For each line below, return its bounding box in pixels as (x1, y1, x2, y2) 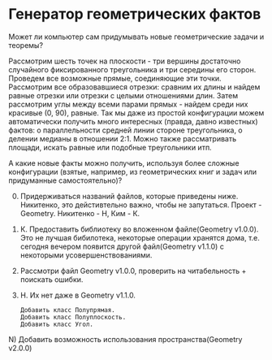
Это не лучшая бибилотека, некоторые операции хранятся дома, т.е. (19, 232, 260, 242)
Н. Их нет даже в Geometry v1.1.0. (19, 290, 136, 300)
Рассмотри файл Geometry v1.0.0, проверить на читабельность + (19, 266, 247, 275)
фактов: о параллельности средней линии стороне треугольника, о (8, 125, 244, 135)
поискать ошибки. (19, 274, 84, 284)
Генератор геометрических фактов (8, 5, 261, 24)
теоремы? (8, 40, 43, 50)
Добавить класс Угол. (19, 320, 93, 328)
